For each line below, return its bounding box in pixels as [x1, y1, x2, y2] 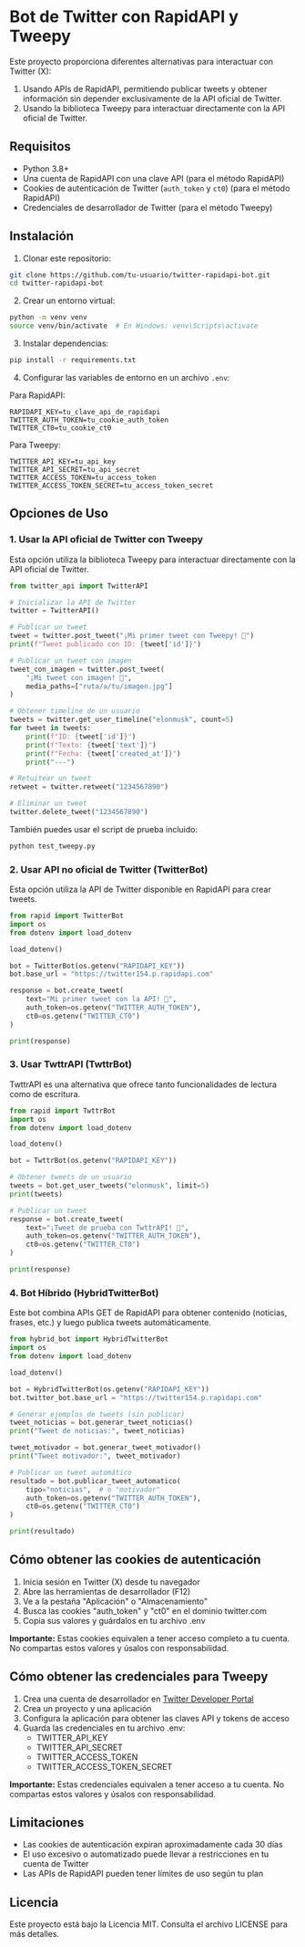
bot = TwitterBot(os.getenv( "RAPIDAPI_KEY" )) [9, 961, 185, 970]
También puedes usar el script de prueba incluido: [9, 823, 198, 834]
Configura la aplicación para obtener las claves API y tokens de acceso [22, 1712, 290, 1723]
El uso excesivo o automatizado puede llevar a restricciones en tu [22, 1848, 269, 1859]
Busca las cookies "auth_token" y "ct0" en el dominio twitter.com [22, 1605, 267, 1617]
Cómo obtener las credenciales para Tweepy [9, 1669, 269, 1685]
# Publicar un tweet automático [9, 1468, 132, 1477]
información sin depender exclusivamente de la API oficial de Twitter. [22, 93, 282, 104]
